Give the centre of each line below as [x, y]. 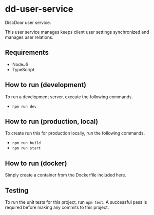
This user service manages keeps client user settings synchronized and [77, 32]
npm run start [26, 148]
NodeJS [20, 64]
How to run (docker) [36, 163]
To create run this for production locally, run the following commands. [75, 133]
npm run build [26, 143]
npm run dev [24, 107]
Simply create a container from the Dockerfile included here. [66, 175]
